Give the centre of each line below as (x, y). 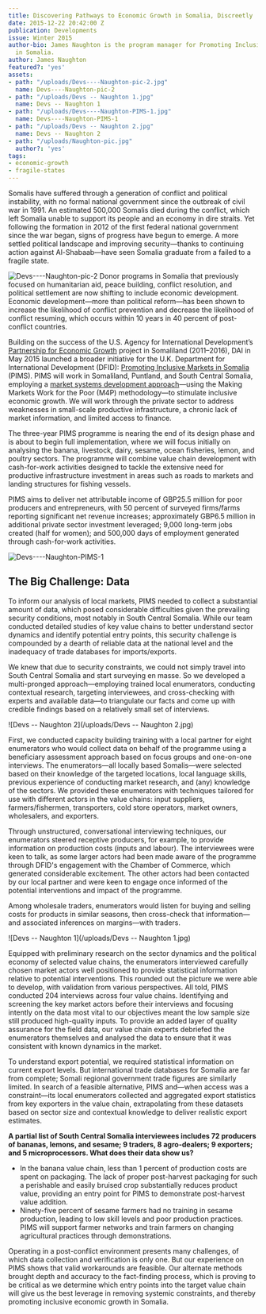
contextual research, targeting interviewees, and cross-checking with (122, 692)
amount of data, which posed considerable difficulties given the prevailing (129, 609)
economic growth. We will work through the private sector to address (121, 401)
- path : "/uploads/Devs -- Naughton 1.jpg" (81, 97)
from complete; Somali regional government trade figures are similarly (122, 1078)
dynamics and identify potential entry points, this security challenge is (123, 634)
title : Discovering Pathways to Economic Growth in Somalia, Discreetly (131, 15)
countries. (51, 327)
